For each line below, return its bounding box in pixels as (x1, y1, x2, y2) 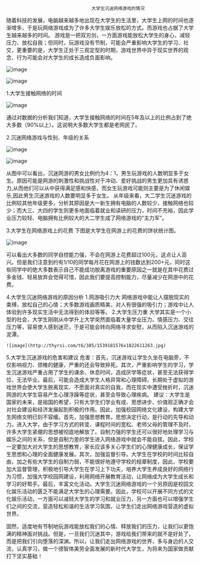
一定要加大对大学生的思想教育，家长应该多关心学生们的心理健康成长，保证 (6, 443, 189, 450)
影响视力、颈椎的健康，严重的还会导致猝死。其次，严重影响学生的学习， (11, 361, 189, 368)
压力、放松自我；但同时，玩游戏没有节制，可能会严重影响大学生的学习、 (6, 39, 183, 46)
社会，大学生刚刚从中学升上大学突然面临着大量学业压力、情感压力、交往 (16, 316, 194, 323)
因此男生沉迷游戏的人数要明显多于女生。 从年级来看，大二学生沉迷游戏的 (12, 192, 192, 199)
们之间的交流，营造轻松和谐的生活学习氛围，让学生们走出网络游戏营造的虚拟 (6, 502, 194, 510)
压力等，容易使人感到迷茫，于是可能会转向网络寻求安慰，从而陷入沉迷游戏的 (6, 323, 194, 330)
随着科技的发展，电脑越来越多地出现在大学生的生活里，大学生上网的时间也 (6, 17, 189, 24)
